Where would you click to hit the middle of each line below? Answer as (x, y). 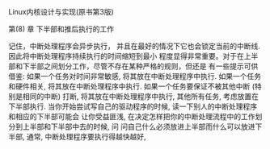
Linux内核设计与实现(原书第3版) (61, 12)
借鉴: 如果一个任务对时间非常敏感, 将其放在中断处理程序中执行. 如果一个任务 (135, 76)
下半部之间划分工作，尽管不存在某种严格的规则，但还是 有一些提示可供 (140, 66)
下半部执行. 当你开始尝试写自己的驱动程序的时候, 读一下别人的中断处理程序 (133, 106)
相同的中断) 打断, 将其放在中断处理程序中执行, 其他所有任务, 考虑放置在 (140, 96)
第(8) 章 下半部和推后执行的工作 (61, 29)
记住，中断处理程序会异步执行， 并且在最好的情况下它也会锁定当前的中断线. (134, 46)
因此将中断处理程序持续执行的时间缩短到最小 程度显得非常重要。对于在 (126, 56)
